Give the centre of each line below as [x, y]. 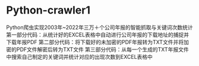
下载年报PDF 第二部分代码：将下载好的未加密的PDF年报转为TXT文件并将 [95, 42]
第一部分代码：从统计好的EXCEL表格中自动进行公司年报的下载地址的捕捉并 [98, 34]
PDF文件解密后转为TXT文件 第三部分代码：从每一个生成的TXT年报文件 [102, 49]
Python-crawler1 [48, 10]
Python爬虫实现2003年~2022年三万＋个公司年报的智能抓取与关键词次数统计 [99, 27]
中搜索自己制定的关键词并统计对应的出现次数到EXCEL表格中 [80, 57]
